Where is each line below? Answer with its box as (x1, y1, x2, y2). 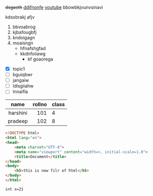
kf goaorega (27, 56, 54, 62)
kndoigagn (12, 35, 35, 40)
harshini (8, 110, 28, 117)
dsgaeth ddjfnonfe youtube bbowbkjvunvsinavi (5, 5, 104, 10)
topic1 (12, 66, 25, 72)
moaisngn (12, 40, 34, 46)
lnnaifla (12, 88, 28, 95)
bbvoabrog (12, 24, 36, 30)
